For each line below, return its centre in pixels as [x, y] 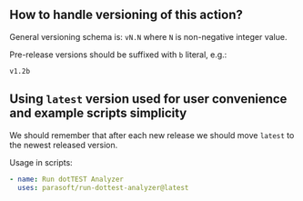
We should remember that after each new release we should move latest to [152, 135]
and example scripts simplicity [98, 113]
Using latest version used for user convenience [148, 99]
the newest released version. [64, 145]
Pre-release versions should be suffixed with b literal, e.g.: [118, 55]
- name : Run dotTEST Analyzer [67, 179]
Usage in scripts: [41, 162]
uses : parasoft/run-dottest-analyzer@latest [103, 187]
